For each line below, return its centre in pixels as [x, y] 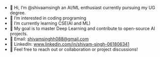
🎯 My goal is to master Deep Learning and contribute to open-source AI [82, 28]
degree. [18, 13]
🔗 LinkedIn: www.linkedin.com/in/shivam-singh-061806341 [69, 44]
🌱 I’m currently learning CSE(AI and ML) [50, 23]
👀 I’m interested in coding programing [48, 18]
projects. [19, 34]
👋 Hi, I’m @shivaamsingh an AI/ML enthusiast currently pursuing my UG [82, 8]
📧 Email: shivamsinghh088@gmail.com [49, 39]
